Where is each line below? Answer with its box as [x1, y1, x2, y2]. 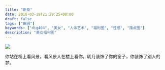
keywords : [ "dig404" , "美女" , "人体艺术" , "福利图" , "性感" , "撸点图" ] [5, 26, 145, 31]
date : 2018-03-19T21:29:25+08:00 [5, 12, 74, 17]
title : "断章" [5, 7, 33, 12]
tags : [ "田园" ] [5, 21, 35, 26]
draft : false [5, 16, 32, 21]
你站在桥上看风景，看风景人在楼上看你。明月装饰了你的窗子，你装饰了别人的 [5, 54, 161, 59]
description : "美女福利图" [5, 30, 57, 35]
